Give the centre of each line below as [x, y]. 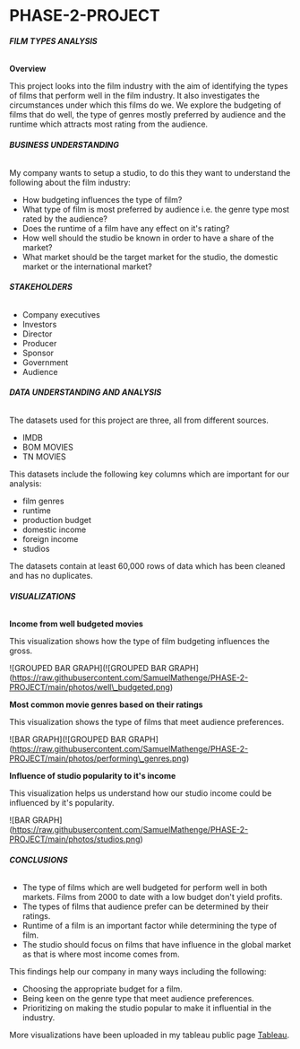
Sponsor [38, 353]
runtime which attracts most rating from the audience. [109, 124]
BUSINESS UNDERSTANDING [64, 144]
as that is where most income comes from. [101, 954]
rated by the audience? [64, 219]
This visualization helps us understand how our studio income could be [141, 793]
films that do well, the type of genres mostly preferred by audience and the [148, 115]
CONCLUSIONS [39, 860]
